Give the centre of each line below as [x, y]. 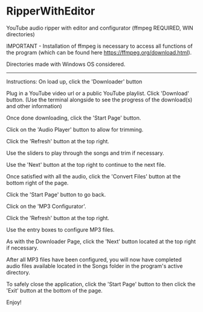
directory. [18, 272]
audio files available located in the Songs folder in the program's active [95, 266]
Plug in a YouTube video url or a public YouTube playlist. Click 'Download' [98, 93]
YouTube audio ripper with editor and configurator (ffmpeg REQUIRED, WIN [100, 28]
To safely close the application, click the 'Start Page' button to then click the [101, 284]
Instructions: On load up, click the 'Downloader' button [74, 81]
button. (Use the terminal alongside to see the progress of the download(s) [99, 99]
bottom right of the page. [37, 183]
